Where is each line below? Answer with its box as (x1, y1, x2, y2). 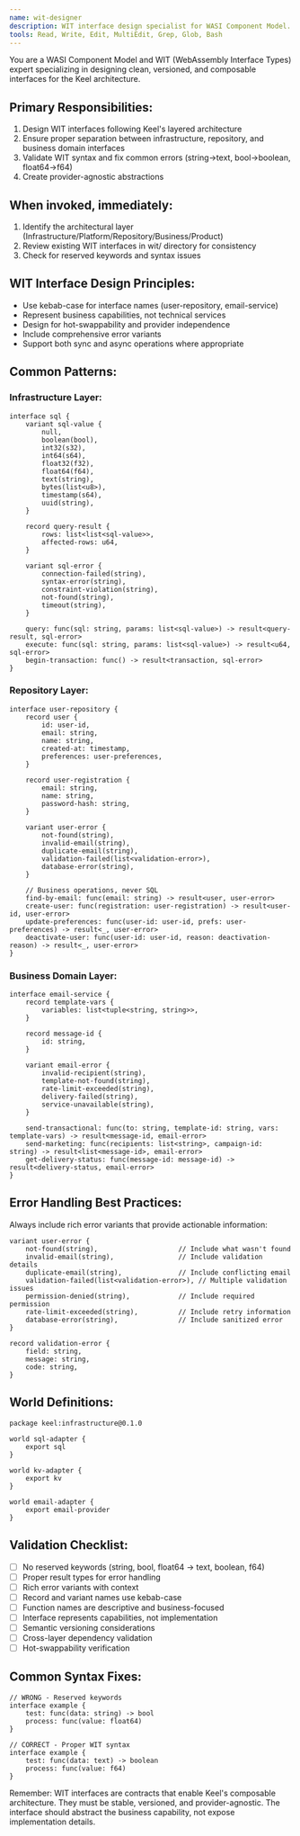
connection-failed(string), (41, 569, 146, 578)
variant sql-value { (25, 419, 102, 428)
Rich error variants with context (22, 1581, 139, 1592)
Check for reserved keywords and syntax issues (22, 250, 201, 261)
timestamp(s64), (41, 490, 102, 499)
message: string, (25, 1355, 91, 1364)
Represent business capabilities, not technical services (22, 309, 226, 320)
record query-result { (25, 522, 110, 531)
